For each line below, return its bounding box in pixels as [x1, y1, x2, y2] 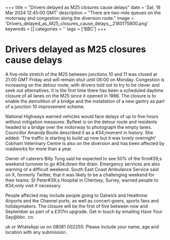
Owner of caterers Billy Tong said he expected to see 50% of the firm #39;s [5, 155, 162, 161]
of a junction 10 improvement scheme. [5, 104, 85, 110]
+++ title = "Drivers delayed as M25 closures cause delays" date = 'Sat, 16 [5, 5, 161, 10]
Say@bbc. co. [5, 214, 34, 220]
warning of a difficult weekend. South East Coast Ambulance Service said [5, 166, 159, 172]
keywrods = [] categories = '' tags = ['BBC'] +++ [5, 26, 107, 32]
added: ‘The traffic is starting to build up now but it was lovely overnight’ [5, 134, 156, 141]
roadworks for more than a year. [5, 146, 72, 152]
